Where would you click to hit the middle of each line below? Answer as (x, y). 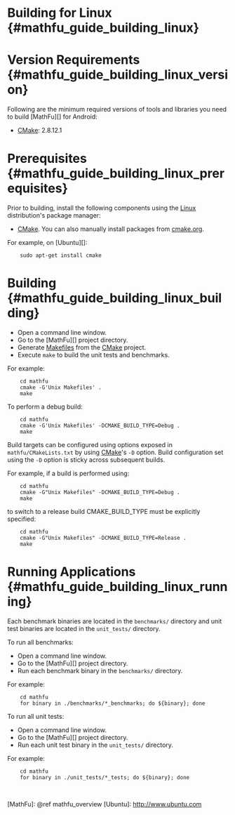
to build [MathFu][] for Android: (53, 117)
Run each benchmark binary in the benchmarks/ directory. (100, 670)
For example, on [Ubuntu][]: (47, 243)
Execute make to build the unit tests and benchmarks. (93, 355)
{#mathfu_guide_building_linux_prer (116, 174)
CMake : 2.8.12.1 (40, 131)
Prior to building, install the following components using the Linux (102, 208)
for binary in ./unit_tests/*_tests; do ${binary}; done (105, 777)
